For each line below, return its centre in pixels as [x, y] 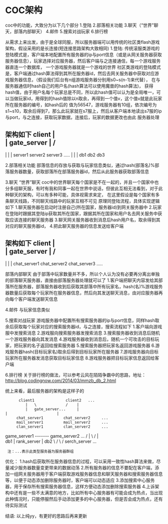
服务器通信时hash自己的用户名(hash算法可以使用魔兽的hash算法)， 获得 [79, 86]
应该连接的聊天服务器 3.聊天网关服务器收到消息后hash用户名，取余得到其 [85, 220]
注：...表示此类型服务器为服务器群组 [40, 451]
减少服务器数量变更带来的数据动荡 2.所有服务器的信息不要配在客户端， [82, 467]
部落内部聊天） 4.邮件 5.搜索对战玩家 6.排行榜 [61, 31]
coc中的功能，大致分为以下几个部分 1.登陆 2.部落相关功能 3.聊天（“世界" [79, 25]
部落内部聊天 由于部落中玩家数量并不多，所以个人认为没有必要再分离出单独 [82, 274]
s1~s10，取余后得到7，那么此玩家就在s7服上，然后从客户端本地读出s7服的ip [83, 111]
